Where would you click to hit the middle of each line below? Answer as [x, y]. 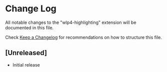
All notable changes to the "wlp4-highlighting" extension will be [71, 22]
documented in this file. [29, 27]
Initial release [26, 65]
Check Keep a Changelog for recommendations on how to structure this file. [84, 37]
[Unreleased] [26, 53]
